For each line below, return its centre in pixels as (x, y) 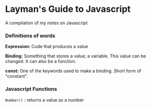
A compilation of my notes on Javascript (46, 23)
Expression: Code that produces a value (47, 47)
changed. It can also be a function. (41, 61)
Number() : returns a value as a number (45, 100)
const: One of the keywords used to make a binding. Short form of (73, 71)
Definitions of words (30, 36)
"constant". (17, 76)
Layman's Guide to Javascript (68, 9)
